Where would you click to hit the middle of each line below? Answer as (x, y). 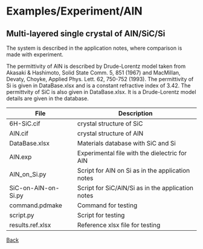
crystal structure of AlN (111, 133)
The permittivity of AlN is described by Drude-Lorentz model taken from (96, 66)
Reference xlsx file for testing (119, 225)
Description (135, 113)
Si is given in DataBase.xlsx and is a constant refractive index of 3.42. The (98, 85)
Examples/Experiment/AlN (75, 11)
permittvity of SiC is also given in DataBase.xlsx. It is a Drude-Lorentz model (101, 92)
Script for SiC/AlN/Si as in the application (135, 188)
